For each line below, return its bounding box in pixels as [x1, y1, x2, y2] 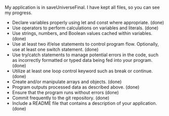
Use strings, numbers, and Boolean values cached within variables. [12, 30, 153, 36]
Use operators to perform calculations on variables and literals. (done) [12, 25, 159, 31]
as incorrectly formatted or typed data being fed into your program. [12, 57, 153, 63]
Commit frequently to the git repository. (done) [12, 95, 110, 101]
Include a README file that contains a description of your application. [12, 100, 157, 106]
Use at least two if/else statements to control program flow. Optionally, [12, 41, 159, 47]
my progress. [5, 10, 32, 16]
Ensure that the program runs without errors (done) [12, 90, 119, 95]
